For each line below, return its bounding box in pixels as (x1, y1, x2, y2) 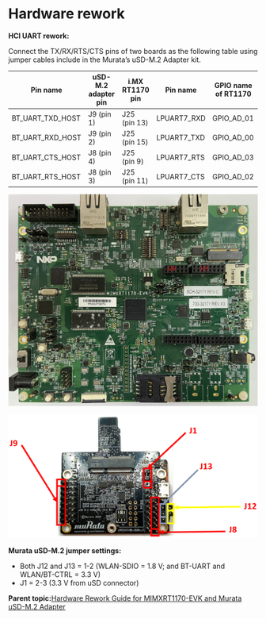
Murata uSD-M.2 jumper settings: (8, 546, 122, 556)
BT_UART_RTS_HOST (11, 171, 82, 181)
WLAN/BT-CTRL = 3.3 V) (19, 570, 101, 579)
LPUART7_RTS (156, 152, 205, 162)
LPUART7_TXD (156, 133, 206, 143)
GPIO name (214, 81, 253, 90)
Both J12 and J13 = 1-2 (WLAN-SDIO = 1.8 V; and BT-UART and (19, 561, 226, 571)
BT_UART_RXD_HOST (11, 133, 82, 143)
